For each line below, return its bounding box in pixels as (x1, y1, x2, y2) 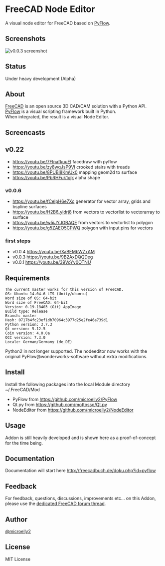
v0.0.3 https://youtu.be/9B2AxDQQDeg (12, 254, 93, 260)
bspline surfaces (12, 203, 47, 209)
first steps (5, 237, 31, 244)
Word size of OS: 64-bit (5, 296, 57, 301)
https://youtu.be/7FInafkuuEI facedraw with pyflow (12, 158, 117, 164)
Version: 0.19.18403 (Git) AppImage (5, 304, 81, 309)
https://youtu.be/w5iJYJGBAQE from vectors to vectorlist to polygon (12, 219, 153, 225)
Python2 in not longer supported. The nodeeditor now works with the (5, 348, 148, 354)
